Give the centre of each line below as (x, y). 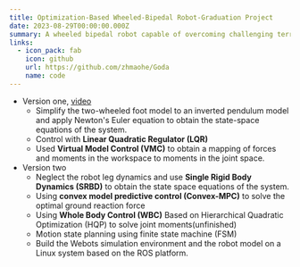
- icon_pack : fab (50, 51)
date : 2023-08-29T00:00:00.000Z (69, 26)
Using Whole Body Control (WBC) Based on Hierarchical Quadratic (159, 214)
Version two (44, 167)
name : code (46, 76)
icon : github (50, 59)
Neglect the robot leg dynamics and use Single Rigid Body (143, 177)
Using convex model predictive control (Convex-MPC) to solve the (160, 196)
